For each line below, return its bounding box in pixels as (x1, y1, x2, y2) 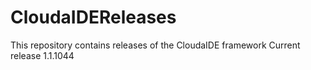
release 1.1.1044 (10, 49, 75, 61)
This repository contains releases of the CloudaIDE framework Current (10, 39, 301, 51)
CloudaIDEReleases (10, 6, 177, 29)
